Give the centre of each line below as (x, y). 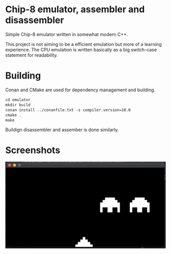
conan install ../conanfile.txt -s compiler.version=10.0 (68, 110)
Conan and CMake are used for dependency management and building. (80, 90)
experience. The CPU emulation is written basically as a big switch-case (81, 49)
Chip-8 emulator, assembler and (75, 9)
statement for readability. (32, 55)
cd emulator (18, 100)
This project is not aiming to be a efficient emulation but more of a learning (83, 44)
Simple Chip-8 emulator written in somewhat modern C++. (67, 34)
